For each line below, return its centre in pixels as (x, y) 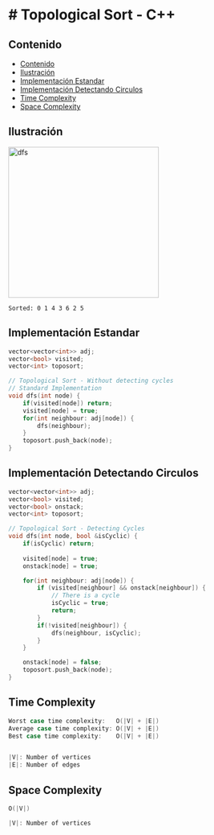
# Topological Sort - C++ (92, 15)
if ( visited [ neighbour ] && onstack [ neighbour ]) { (121, 588)
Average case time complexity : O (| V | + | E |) (84, 728)
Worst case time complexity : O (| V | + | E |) (84, 721)
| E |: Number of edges (44, 765)
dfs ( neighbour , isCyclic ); (96, 633)
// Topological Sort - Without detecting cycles (91, 381)
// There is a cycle (85, 596)
